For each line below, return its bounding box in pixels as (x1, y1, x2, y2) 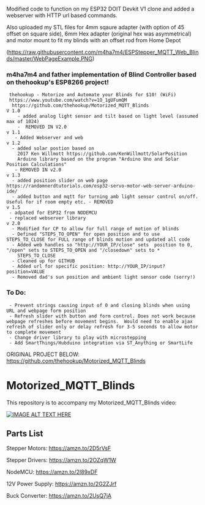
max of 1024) (6, 119, 40, 125)
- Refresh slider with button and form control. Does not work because (9, 313, 196, 319)
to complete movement (6, 329, 62, 335)
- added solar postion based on (12, 145, 95, 152)
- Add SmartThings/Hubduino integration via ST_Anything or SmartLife (9, 340, 193, 346)
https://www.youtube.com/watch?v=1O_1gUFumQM (9, 97, 127, 104)
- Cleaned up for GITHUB (12, 258, 75, 264)
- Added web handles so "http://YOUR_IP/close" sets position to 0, (12, 242, 193, 248)
